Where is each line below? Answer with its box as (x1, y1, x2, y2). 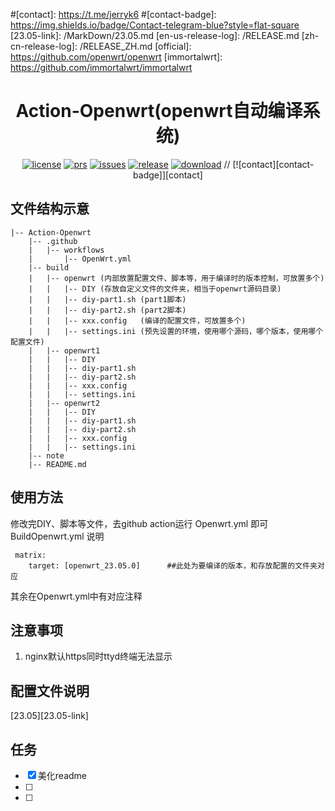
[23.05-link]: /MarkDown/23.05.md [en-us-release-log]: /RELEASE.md (10, 30, 300, 41)
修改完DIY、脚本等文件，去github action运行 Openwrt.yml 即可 (10, 517, 269, 529)
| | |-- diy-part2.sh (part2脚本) (28, 305, 187, 315)
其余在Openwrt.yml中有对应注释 (10, 590, 143, 602)
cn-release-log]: (10, 40, 78, 52)
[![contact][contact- (232, 158, 315, 170)
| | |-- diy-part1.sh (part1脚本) (28, 294, 187, 304)
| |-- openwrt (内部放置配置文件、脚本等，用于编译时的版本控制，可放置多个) (28, 273, 325, 283)
